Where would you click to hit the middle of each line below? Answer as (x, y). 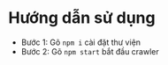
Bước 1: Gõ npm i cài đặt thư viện (81, 42)
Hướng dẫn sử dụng (82, 18)
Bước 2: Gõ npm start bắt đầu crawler (90, 51)
